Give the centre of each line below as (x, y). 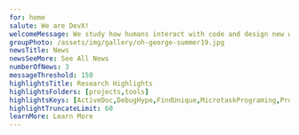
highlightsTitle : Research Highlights (81, 83)
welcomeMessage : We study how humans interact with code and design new (147, 34)
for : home (28, 17)
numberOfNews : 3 (39, 67)
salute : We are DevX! (49, 26)
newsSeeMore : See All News (59, 59)
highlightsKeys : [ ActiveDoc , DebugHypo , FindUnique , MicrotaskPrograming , (145, 100)
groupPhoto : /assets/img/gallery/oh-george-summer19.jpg (117, 42)
